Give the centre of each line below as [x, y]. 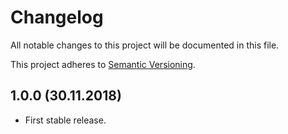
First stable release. [65, 120]
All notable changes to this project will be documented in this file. [145, 45]
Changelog [57, 17]
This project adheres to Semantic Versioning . [103, 64]
